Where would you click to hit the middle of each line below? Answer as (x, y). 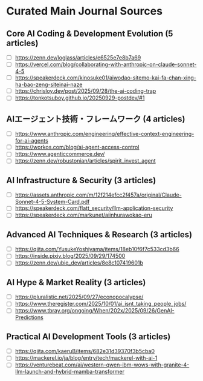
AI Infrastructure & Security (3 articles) (81, 180)
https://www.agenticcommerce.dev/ (60, 154)
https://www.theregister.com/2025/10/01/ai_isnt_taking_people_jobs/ (101, 304)
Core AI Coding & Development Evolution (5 (90, 34)
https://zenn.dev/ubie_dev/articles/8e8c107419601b (79, 263)
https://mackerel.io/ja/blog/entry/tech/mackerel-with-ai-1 (86, 358)
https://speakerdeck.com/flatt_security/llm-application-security (94, 208)
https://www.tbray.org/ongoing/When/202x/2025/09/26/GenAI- (95, 311)
